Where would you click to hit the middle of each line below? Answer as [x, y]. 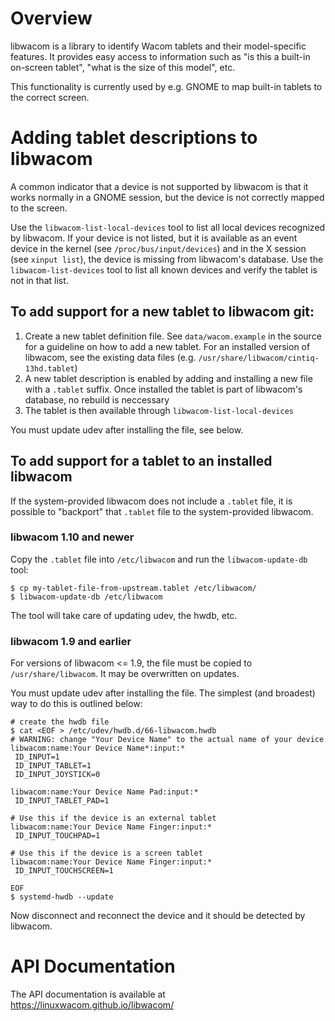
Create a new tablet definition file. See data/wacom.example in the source [173, 336]
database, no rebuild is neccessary [97, 399]
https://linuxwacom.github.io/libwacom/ [92, 1005]
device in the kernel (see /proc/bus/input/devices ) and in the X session [158, 248]
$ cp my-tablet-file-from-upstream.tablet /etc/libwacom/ [133, 588]
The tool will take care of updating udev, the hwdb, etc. [124, 615]
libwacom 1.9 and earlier [71, 641]
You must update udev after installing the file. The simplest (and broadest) [163, 693]
